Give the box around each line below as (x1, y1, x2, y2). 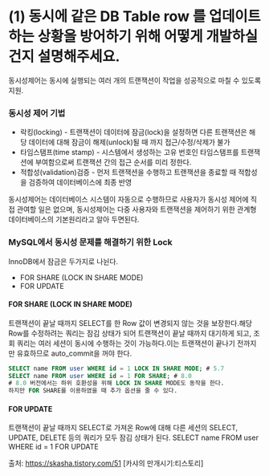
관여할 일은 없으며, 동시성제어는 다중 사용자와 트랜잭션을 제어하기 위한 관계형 (16, 205, 257, 214)
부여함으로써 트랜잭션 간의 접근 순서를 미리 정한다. (35, 157, 192, 167)
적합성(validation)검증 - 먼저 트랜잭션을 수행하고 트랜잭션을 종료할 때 (19, 168, 237, 177)
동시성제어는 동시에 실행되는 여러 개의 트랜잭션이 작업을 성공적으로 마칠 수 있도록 (8, 75, 262, 85)
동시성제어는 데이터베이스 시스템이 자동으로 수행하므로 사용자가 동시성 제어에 (8, 194, 249, 205)
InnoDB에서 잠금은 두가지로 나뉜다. (8, 256, 119, 266)
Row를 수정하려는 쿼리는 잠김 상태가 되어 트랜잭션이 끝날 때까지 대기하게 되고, (8, 328, 251, 338)
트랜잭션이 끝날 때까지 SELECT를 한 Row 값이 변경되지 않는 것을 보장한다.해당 (8, 318, 253, 328)
